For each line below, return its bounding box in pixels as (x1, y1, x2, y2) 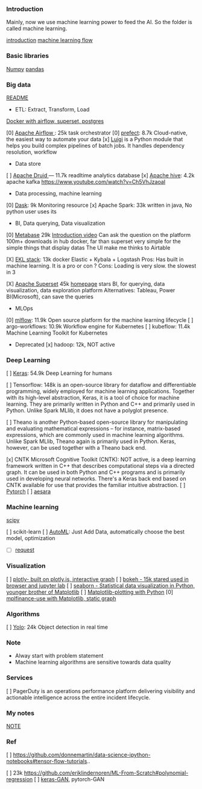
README (6, 94, 29, 101)
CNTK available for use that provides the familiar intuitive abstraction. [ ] (6, 482, 186, 489)
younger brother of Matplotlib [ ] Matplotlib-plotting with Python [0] (6, 588, 174, 596)
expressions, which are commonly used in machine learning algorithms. (6, 432, 185, 439)
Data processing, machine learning (14, 189, 103, 197)
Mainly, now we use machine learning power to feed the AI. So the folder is (6, 19, 192, 26)
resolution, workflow (6, 148, 57, 156)
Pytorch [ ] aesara (6, 488, 51, 495)
